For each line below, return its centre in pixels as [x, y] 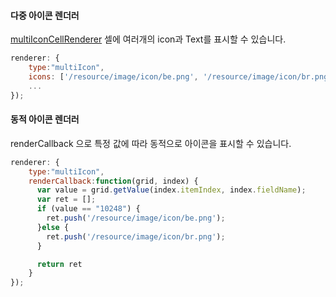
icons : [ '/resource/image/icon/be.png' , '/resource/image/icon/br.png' [180, 76]
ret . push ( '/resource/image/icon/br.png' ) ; [136, 236]
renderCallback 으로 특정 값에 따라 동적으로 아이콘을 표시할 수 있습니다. [151, 143]
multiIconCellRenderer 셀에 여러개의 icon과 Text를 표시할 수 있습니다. [148, 39]
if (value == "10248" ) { [88, 209]
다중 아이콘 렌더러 [45, 15]
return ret [59, 264]
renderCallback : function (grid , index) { [113, 181]
